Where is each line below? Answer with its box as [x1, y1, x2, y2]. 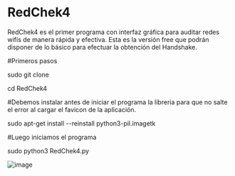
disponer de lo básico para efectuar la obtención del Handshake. [7, 43, 197, 51]
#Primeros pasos [7, 56, 58, 65]
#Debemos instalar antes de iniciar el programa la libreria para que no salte [7, 97, 228, 106]
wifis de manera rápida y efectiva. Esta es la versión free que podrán [7, 35, 209, 43]
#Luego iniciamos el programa [7, 133, 97, 141]
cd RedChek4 [7, 84, 48, 92]
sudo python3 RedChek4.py [7, 146, 90, 155]
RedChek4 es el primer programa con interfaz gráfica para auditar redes [7, 28, 219, 36]
